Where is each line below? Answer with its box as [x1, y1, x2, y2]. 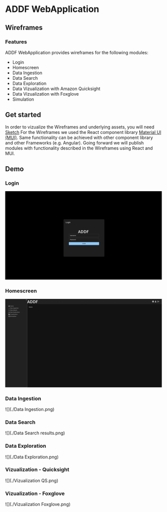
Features [5, 38, 27, 45]
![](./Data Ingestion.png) [5, 406, 55, 412]
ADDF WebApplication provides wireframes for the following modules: [5, 49, 149, 55]
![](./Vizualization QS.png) [5, 477, 59, 484]
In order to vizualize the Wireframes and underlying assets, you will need [5, 124, 155, 130]
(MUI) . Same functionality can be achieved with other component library [5, 134, 153, 140]
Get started [5, 111, 41, 119]
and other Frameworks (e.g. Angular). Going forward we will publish [5, 139, 144, 145]
